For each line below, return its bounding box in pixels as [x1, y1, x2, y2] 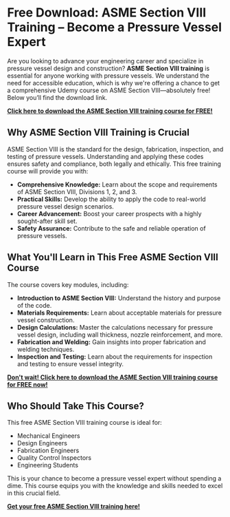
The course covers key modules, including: [7, 280, 129, 288]
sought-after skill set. [16, 217, 78, 225]
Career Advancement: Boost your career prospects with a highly [16, 209, 202, 218]
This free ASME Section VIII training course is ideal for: [7, 419, 163, 427]
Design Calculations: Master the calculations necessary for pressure [16, 323, 214, 331]
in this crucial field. [7, 489, 61, 497]
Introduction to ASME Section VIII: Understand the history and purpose [16, 294, 221, 302]
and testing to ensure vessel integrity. [16, 359, 124, 368]
